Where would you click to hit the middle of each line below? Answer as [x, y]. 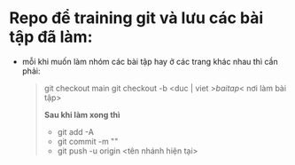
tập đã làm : [51, 37]
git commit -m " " [88, 141]
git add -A [76, 131]
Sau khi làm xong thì [82, 114]
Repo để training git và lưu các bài [136, 18]
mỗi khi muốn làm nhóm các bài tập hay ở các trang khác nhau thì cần [150, 61]
